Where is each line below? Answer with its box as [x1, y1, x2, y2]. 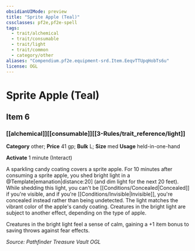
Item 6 [6, 112, 30, 122]
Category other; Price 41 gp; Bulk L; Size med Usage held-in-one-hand [6, 143, 180, 150]
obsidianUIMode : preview [6, 8, 67, 15]
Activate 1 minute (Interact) [6, 154, 72, 162]
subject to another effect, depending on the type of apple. [6, 209, 147, 216]
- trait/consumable [11, 36, 59, 42]
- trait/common [11, 47, 49, 53]
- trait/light [11, 42, 46, 48]
